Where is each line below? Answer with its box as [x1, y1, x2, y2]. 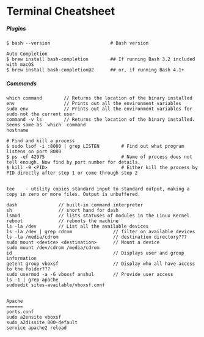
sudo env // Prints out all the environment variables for [6, 106, 192, 112]
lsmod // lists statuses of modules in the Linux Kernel [6, 212, 190, 219]
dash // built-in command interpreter [6, 202, 144, 208]
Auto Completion [6, 51, 48, 57]
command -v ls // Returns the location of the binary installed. [6, 117, 195, 123]
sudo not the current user [6, 111, 75, 117]
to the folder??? [6, 266, 51, 272]
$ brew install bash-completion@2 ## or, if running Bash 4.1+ [6, 67, 184, 73]
